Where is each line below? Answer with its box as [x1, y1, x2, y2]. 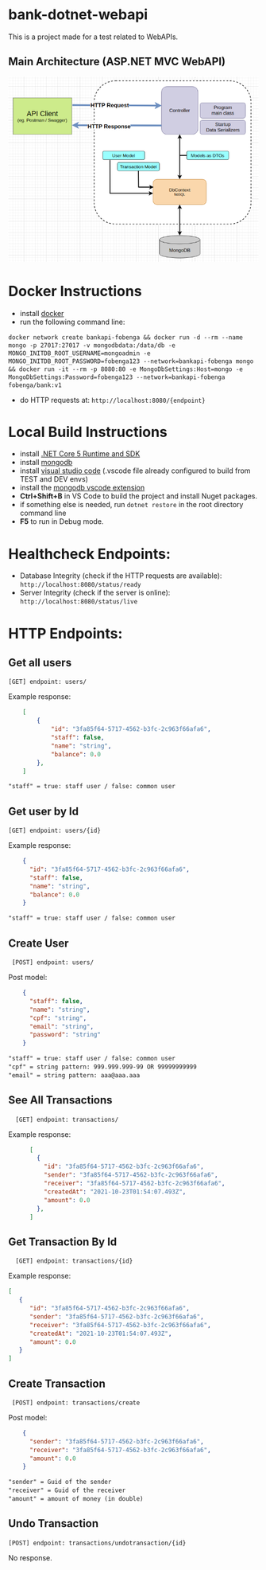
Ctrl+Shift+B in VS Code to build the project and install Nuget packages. [19, 491, 258, 501]
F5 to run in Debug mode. [19, 517, 104, 526]
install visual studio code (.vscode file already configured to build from [19, 466, 251, 475]
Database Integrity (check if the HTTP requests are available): [19, 571, 222, 580]
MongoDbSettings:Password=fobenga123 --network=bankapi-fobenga [8, 373, 226, 381]
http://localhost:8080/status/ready [19, 581, 141, 589]
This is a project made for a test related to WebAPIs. [8, 32, 179, 41]
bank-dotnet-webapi [8, 6, 148, 24]
